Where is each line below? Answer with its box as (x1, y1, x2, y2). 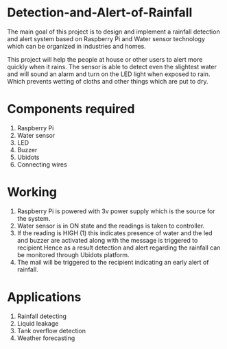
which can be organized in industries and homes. (7, 42, 146, 50)
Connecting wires (16, 160, 67, 169)
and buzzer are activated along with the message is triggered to (16, 236, 198, 244)
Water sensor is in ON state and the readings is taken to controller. (16, 221, 205, 230)
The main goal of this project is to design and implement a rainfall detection (7, 27, 221, 36)
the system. (16, 214, 51, 222)
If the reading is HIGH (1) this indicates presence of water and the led (16, 228, 213, 237)
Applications (7, 289, 82, 304)
